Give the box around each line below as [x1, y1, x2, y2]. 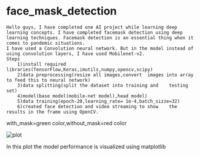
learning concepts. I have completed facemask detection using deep [6, 29, 183, 36]
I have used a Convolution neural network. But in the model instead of [6, 45, 194, 51]
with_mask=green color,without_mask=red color [6, 119, 127, 126]
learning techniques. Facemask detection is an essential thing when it [6, 34, 194, 41]
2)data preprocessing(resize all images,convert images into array [17, 71, 194, 78]
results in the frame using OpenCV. [6, 109, 99, 115]
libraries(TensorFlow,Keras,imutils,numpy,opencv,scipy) [6, 67, 153, 73]
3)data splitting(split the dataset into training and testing [17, 82, 188, 88]
